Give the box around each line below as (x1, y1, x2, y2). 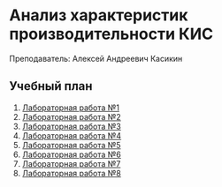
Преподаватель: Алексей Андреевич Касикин (9, 53, 183, 64)
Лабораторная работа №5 (21, 139, 121, 150)
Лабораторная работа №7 (21, 158, 121, 168)
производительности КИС (9, 24, 214, 44)
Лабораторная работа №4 (21, 130, 122, 141)
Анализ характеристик (9, 5, 188, 26)
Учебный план (9, 79, 93, 93)
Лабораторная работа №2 (21, 111, 121, 122)
